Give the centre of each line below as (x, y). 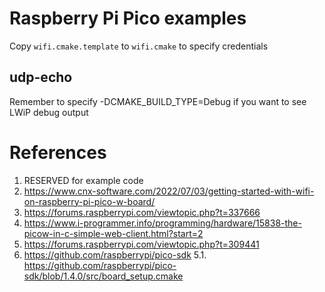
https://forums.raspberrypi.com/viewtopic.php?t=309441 (141, 244)
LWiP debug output (49, 112)
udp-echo (41, 77)
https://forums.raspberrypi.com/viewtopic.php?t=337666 (142, 212)
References (58, 152)
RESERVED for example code (83, 180)
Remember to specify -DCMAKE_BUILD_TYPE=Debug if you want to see (158, 101)
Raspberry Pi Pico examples (128, 18)
